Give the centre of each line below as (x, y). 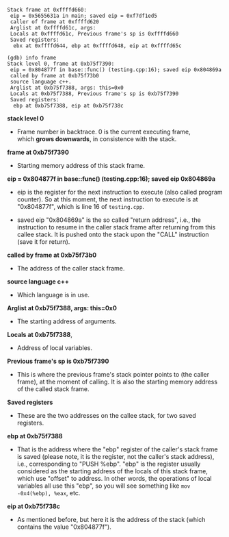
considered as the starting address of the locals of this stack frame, (112, 471)
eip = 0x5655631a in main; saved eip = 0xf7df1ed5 (83, 16)
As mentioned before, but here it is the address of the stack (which (111, 520)
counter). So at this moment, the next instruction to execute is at (107, 199)
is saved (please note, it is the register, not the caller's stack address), (116, 457)
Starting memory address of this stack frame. (81, 165)
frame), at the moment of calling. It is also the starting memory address (117, 382)
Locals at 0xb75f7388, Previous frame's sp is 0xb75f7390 (94, 94)
